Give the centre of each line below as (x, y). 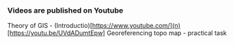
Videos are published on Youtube (65, 10)
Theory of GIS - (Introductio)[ (50, 26)
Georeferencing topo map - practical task (167, 33)
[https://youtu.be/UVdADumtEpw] (56, 33)
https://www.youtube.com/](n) (136, 26)
